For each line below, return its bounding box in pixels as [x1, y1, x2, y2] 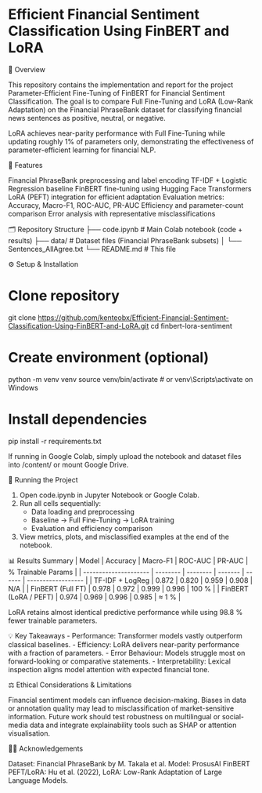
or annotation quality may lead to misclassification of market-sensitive [8, 704, 235, 713]
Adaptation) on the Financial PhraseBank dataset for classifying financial [8, 104, 242, 115]
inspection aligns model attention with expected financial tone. [8, 664, 210, 674]
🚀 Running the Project [8, 475, 78, 484]
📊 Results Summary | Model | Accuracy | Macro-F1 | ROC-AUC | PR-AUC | [8, 555, 249, 566]
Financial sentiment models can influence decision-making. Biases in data [8, 695, 246, 704]
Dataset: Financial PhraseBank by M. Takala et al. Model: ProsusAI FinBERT [8, 758, 250, 768]
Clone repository [8, 287, 120, 305]
